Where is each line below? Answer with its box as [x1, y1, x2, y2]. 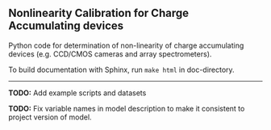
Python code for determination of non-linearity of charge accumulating [8, 40, 244, 50]
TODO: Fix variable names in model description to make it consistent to [8, 103, 245, 113]
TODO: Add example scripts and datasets [8, 88, 147, 98]
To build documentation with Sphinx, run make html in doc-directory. [8, 65, 236, 74]
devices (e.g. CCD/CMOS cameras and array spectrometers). [8, 48, 212, 59]
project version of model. [8, 112, 92, 122]
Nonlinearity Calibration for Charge [8, 6, 190, 20]
